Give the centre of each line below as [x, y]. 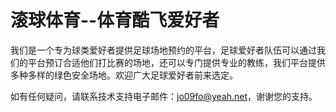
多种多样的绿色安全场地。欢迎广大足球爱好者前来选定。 [124, 75]
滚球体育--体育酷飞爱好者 [115, 20]
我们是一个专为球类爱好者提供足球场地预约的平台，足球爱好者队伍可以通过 [163, 50]
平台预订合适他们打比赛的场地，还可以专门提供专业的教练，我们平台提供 [176, 62]
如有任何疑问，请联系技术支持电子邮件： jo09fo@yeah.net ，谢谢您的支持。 [164, 96]
